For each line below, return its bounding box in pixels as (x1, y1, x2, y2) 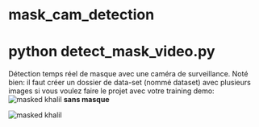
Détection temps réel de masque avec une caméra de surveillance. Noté (8, 69, 249, 79)
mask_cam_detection (8, 6, 155, 24)
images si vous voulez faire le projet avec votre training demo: (8, 86, 215, 96)
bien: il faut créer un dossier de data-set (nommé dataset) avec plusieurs (8, 78, 252, 88)
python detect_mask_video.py (8, 43, 215, 61)
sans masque (63, 95, 110, 104)
